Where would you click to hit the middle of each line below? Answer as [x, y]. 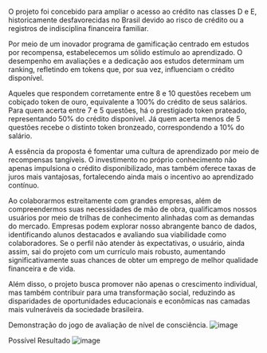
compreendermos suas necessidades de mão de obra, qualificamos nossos [133, 209]
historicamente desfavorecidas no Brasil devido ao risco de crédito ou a [126, 20]
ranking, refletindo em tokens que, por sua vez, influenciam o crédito [122, 69]
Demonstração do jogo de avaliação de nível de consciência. [108, 325]
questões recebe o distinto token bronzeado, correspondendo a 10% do [126, 127]
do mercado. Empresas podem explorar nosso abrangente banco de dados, [133, 226]
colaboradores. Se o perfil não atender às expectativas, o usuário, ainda [127, 243]
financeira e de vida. [42, 268]
